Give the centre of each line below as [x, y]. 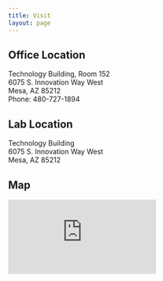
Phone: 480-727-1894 [44, 99]
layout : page [30, 23]
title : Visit [30, 15]
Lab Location [41, 124]
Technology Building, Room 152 [59, 74]
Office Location [47, 55]
